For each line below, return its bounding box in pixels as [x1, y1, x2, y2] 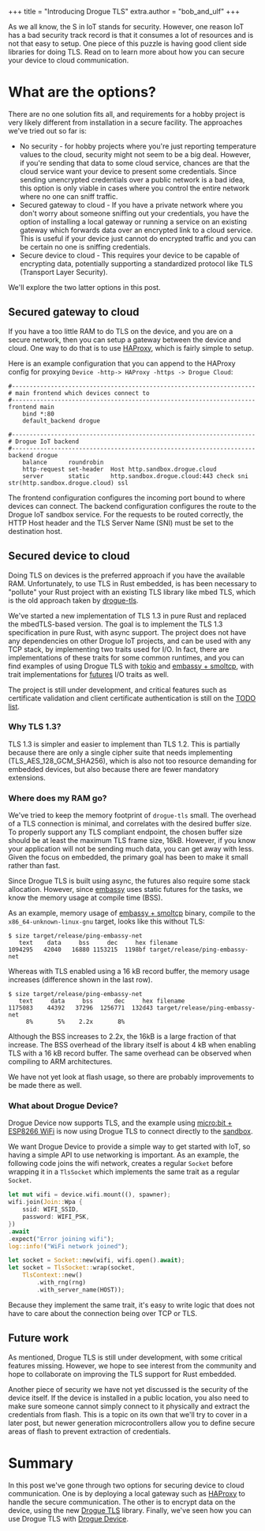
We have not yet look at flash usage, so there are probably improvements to [8, 1072, 255, 1081]
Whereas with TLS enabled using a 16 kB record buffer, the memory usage [8, 967, 250, 976]
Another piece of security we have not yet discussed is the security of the [8, 1384, 248, 1394]
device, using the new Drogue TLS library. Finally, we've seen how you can [8, 1505, 252, 1515]
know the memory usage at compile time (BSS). [8, 893, 163, 903]
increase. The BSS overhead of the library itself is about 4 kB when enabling [8, 1040, 256, 1050]
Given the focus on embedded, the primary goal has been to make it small [8, 852, 248, 862]
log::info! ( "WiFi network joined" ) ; [8, 1242, 129, 1251]
